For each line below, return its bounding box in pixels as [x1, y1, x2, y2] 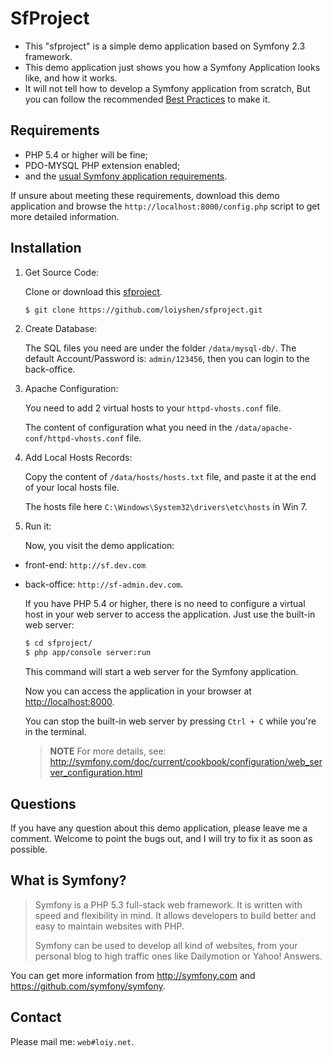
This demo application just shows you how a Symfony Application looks [24, 61, 321, 73]
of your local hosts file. [24, 482, 120, 494]
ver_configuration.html [49, 767, 143, 779]
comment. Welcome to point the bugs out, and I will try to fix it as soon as [10, 833, 313, 844]
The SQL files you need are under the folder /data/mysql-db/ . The [24, 342, 297, 354]
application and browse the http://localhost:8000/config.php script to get [10, 200, 321, 212]
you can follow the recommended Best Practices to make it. [24, 93, 271, 105]
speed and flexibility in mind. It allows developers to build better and [34, 909, 317, 921]
